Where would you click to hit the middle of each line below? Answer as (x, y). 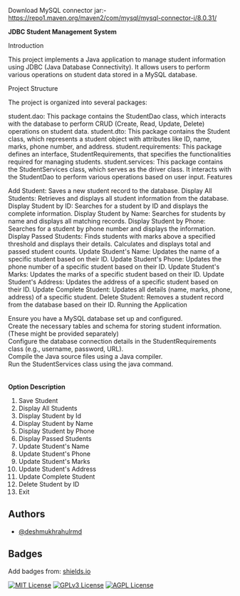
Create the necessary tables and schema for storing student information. (115, 326)
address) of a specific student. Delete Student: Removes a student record (116, 297)
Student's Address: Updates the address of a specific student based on (113, 282)
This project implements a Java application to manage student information (117, 59)
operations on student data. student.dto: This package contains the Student (119, 131)
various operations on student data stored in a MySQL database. (103, 75)
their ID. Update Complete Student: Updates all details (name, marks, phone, (120, 289)
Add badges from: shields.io (49, 571)
